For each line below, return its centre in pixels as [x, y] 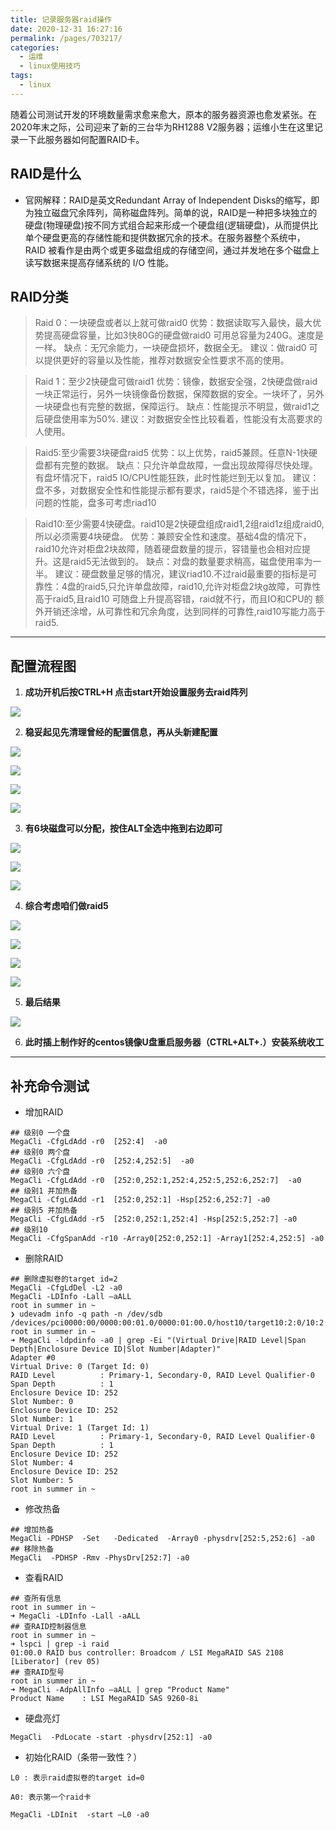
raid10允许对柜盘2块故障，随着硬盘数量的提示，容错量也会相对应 [168, 549]
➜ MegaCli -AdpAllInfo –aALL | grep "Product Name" [120, 1690]
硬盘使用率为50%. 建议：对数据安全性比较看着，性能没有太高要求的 [183, 419]
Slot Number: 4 [42, 1463]
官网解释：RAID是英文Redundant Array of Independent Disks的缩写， [168, 200]
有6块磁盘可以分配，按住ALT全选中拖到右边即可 [123, 828]
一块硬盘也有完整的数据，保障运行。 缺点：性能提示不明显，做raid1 [173, 407]
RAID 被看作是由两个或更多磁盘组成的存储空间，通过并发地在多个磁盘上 [172, 250]
